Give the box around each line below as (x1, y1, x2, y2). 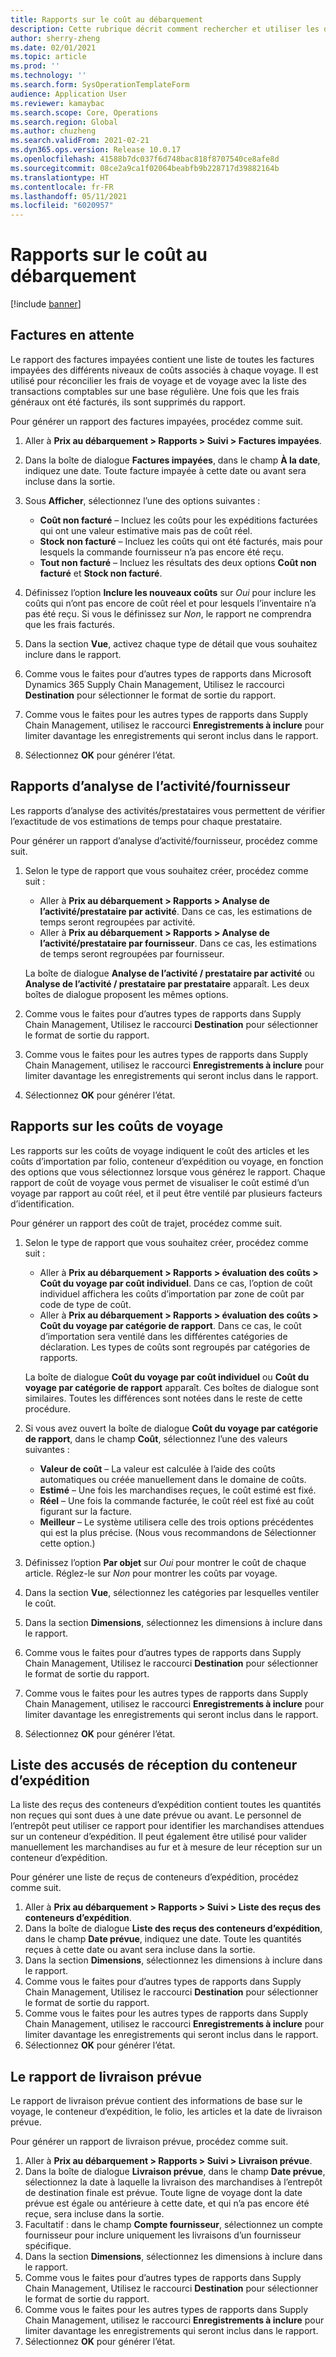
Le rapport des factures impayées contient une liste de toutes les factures (10, 353, 315, 365)
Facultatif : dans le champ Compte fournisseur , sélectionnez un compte (24, 2219, 323, 2231)
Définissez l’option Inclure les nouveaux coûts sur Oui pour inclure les (24, 586, 317, 598)
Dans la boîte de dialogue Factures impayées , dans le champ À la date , (24, 454, 321, 466)
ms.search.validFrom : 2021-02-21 (10, 136, 150, 146)
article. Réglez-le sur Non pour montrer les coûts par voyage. (24, 1567, 278, 1579)
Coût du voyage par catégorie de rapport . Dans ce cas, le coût (39, 1319, 302, 1331)
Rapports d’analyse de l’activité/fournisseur (10, 778, 291, 795)
